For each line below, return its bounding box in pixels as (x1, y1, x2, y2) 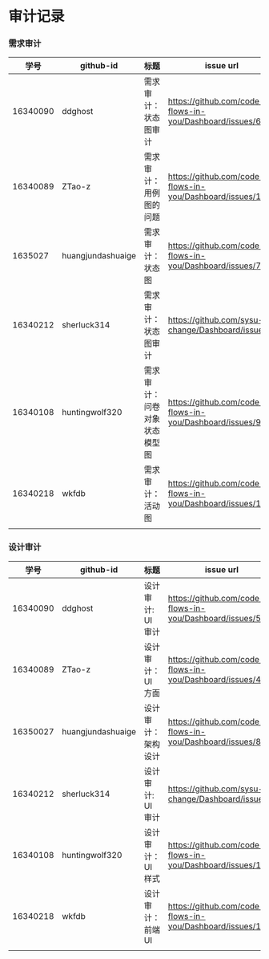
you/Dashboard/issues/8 (167, 736, 262, 747)
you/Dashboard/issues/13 (167, 498, 267, 510)
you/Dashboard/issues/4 (167, 673, 262, 685)
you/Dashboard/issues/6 (167, 116, 262, 127)
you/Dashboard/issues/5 (167, 612, 262, 624)
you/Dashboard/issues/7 (167, 260, 262, 271)
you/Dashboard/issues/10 (167, 859, 267, 871)
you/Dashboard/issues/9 (167, 417, 262, 428)
